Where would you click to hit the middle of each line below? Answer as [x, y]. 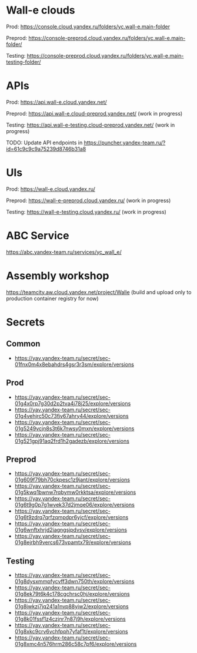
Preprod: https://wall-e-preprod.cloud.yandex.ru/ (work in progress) [89, 200]
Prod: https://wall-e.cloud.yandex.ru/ [51, 189]
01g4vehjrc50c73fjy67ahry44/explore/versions [71, 415]
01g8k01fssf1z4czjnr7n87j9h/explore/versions [70, 619]
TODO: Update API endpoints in [44, 143]
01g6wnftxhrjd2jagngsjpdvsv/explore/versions [71, 530]
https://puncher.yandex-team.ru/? [125, 143]
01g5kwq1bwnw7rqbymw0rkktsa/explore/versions [75, 492]
